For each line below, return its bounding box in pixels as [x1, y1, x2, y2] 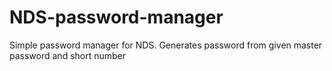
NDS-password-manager [9, 6, 224, 29]
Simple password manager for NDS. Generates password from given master [9, 39, 323, 51]
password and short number [9, 49, 127, 61]
